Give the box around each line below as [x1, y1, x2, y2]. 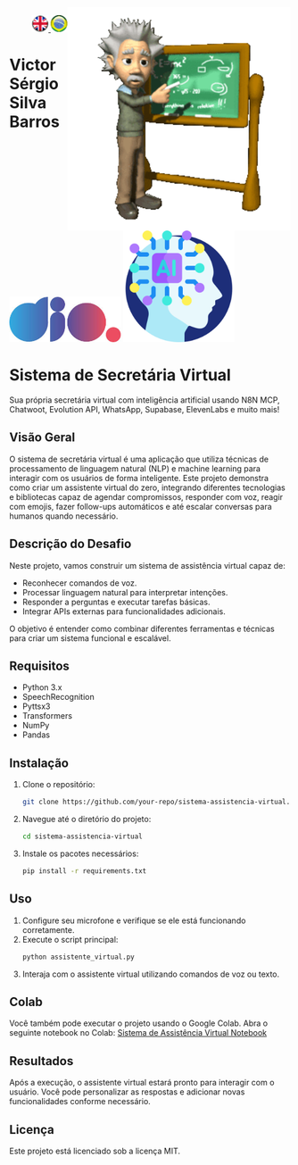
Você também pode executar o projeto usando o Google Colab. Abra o [9, 1018, 269, 1028]
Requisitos [9, 658, 70, 673]
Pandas [21, 729, 51, 740]
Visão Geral [9, 430, 76, 445]
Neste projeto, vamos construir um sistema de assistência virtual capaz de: [9, 560, 286, 570]
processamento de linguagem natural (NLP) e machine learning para [9, 462, 261, 474]
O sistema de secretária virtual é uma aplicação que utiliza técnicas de [9, 454, 269, 464]
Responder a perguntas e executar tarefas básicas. [21, 596, 211, 607]
